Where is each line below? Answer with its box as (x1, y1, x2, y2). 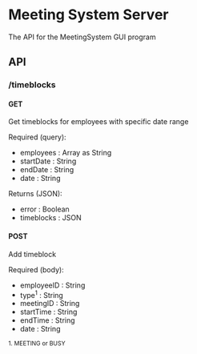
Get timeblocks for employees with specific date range (8, 117, 189, 127)
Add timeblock (8, 249, 57, 259)
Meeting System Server (8, 6, 169, 24)
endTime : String (19, 316, 75, 325)
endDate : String (19, 165, 74, 175)
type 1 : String (19, 288, 64, 300)
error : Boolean (19, 204, 70, 214)
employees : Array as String (19, 148, 112, 158)
